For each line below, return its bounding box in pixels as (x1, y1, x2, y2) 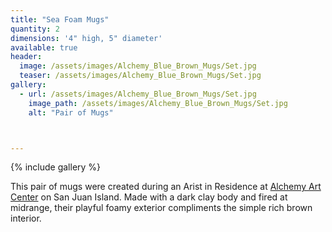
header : (10, 52, 43, 62)
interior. (10, 212, 42, 225)
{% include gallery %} (10, 161, 102, 173)
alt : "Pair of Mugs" (28, 107, 114, 118)
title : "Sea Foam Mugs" (10, 14, 110, 25)
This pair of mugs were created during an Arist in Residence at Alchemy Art (10, 181, 322, 193)
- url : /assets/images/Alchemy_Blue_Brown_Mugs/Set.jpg (19, 89, 257, 99)
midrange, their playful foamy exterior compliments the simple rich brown (10, 202, 313, 214)
